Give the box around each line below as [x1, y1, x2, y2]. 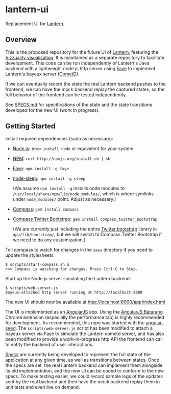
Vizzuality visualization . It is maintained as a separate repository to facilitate [5, 54, 165, 60]
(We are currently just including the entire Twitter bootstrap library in [12, 225, 157, 232]
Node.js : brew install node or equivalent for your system [12, 145, 134, 152]
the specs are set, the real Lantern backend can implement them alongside [5, 362, 163, 368]
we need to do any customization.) [12, 237, 86, 243]
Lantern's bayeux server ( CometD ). [5, 71, 80, 77]
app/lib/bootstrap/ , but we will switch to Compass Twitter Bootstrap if [12, 231, 162, 237]
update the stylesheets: [5, 252, 55, 258]
